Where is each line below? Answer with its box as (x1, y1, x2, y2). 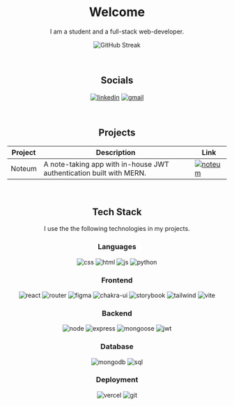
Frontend (101, 275, 133, 285)
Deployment (95, 375, 139, 384)
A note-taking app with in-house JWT (43, 159, 169, 169)
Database (100, 342, 134, 352)
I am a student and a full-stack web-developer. (49, 27, 185, 36)
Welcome (89, 4, 145, 20)
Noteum (10, 163, 37, 173)
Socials (100, 75, 134, 87)
